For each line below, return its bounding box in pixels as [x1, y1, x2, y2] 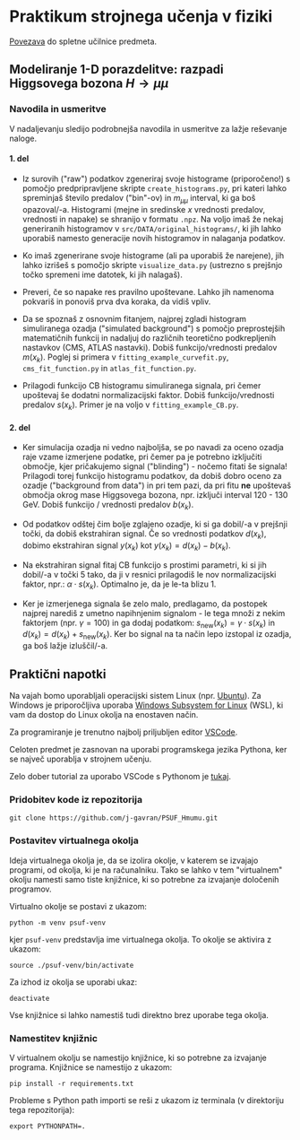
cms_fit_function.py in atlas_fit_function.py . [21, 363, 197, 374]
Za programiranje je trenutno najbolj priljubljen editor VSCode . [9, 727, 238, 737]
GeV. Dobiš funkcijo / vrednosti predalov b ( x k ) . [21, 500, 194, 512]
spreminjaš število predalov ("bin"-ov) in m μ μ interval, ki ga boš [21, 192, 256, 205]
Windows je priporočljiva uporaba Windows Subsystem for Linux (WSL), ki [9, 700, 284, 710]
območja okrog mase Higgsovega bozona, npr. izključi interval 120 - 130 [21, 490, 288, 500]
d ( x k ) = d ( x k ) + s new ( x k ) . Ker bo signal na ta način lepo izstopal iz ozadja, [21, 629, 292, 642]
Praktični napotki [9, 666, 107, 682]
